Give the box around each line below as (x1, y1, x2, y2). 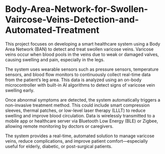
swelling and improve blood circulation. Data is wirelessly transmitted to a (5, 112, 155, 118)
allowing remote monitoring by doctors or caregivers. (5, 123, 114, 129)
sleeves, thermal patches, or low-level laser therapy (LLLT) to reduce (5, 107, 146, 113)
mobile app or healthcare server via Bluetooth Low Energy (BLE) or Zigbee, (5, 118, 159, 124)
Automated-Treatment (5, 25, 100, 36)
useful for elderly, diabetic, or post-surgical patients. (5, 143, 112, 149)
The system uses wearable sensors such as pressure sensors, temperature (5, 66, 159, 72)
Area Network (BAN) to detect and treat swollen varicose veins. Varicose (5, 46, 154, 52)
